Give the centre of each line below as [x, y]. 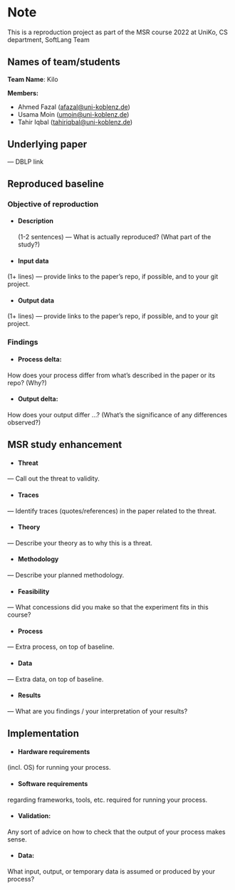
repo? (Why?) [27, 382]
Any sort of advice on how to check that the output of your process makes [116, 832]
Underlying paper [47, 144]
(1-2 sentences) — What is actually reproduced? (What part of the [114, 237]
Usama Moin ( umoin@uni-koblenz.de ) [73, 114]
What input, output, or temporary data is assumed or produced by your [111, 871]
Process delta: [40, 359]
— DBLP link [26, 162]
